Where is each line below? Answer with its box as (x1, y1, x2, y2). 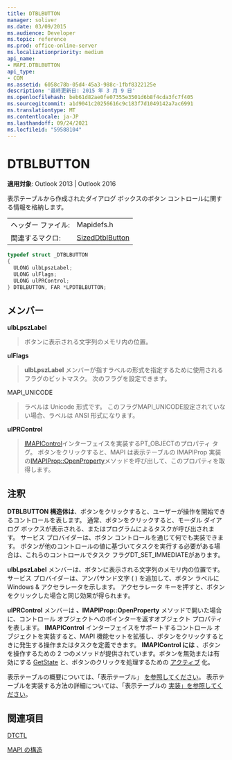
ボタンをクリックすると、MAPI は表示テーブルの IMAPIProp (37, 448, 208, 457)
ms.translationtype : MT (7, 107, 76, 114)
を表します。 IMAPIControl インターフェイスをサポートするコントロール (7, 624, 213, 632)
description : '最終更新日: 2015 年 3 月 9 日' (7, 87, 136, 94)
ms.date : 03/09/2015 (7, 23, 67, 30)
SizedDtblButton (76, 233, 130, 242)
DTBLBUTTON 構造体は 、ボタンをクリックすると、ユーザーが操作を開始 (7, 507, 213, 516)
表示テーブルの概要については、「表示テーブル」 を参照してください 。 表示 (7, 673, 219, 681)
